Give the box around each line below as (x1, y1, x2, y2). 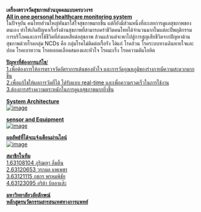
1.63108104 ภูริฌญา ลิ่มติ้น (6, 159, 64, 166)
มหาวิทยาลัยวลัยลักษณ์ (6, 192, 51, 199)
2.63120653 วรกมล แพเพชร (6, 166, 68, 173)
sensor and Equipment (6, 116, 64, 123)
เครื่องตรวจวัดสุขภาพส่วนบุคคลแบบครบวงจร (6, 7, 93, 13)
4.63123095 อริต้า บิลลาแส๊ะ (6, 179, 67, 187)
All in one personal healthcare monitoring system (6, 13, 132, 20)
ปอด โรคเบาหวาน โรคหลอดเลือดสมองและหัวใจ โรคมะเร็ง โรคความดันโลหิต (6, 46, 155, 54)
